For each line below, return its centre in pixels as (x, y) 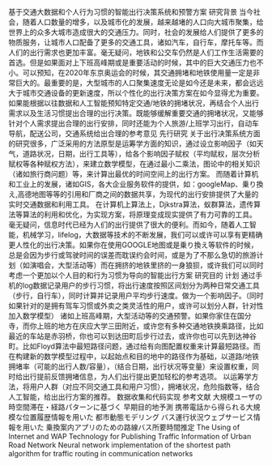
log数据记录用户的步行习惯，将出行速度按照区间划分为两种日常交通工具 (141, 285)
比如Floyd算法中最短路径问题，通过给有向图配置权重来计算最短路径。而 (141, 346)
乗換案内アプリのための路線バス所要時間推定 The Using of (143, 427)
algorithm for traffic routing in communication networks (101, 453)
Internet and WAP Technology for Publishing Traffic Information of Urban (130, 436)
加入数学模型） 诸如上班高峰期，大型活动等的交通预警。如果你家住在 (123, 316)
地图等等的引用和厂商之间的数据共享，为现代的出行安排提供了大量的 (145, 194)
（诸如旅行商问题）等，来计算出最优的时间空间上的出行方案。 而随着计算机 (134, 174)
